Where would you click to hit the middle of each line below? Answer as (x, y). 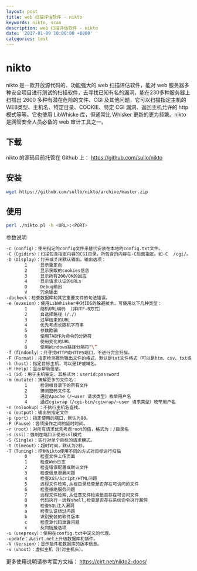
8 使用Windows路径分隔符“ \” (61, 347)
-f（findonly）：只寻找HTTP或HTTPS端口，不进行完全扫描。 (69, 353)
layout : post (22, 11)
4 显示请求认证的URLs (53, 281)
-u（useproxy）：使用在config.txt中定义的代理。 (60, 533)
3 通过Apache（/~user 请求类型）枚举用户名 (78, 396)
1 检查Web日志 (45, 462)
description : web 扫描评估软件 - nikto (52, 28)
